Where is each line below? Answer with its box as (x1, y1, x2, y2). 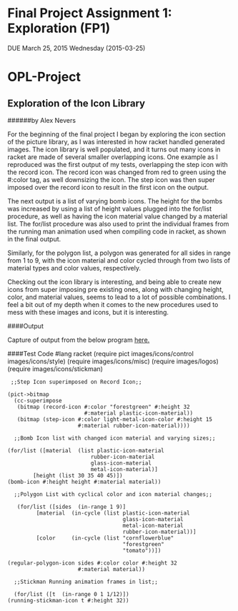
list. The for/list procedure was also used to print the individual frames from (7, 219, 229, 228)
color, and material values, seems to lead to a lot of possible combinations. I (7, 293, 231, 301)
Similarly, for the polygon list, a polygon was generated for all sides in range (7, 248, 231, 257)
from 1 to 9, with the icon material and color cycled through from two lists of (7, 256, 231, 265)
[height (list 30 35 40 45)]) (33, 472, 123, 479)
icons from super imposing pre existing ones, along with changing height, (7, 285, 224, 293)
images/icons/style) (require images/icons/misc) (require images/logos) (7, 357, 219, 365)
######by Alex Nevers (7, 116, 76, 124)
